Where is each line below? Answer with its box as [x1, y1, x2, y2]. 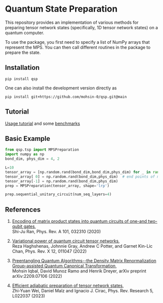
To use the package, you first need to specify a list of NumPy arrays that [5, 39, 150, 45]
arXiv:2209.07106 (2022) [12, 273, 62, 279]
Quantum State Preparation [5, 3, 118, 15]
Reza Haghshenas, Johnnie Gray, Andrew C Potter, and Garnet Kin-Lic [12, 243, 153, 249]
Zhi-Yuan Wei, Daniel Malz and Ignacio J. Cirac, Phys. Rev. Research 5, [12, 288, 154, 294]
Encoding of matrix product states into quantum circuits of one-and [12, 219, 147, 224]
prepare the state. [5, 50, 41, 55]
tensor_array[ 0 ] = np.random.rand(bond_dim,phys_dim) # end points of [5, 174, 155, 179]
